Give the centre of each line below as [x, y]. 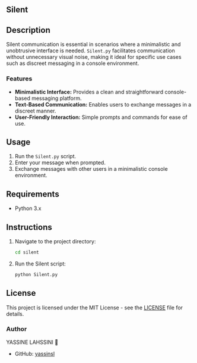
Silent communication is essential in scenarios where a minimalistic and [93, 45]
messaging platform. [57, 98]
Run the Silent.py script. [45, 157]
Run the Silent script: [40, 264]
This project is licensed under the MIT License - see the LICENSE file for [94, 307]
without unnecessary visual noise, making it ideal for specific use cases [94, 57]
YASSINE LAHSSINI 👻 [32, 342]
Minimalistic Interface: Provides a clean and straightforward [89, 92]
